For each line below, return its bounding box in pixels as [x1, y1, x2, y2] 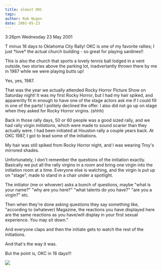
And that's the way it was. [5, 241, 57, 247]
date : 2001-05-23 [5, 20, 40, 26]
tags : [5, 12, 16, 17]
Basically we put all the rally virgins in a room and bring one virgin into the [5, 162, 153, 168]
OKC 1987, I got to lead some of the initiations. [5, 133, 97, 139]
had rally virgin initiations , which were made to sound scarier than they [5, 123, 147, 128]
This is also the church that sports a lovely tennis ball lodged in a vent [5, 58, 145, 64]
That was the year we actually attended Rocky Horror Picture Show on [5, 87, 146, 93]
